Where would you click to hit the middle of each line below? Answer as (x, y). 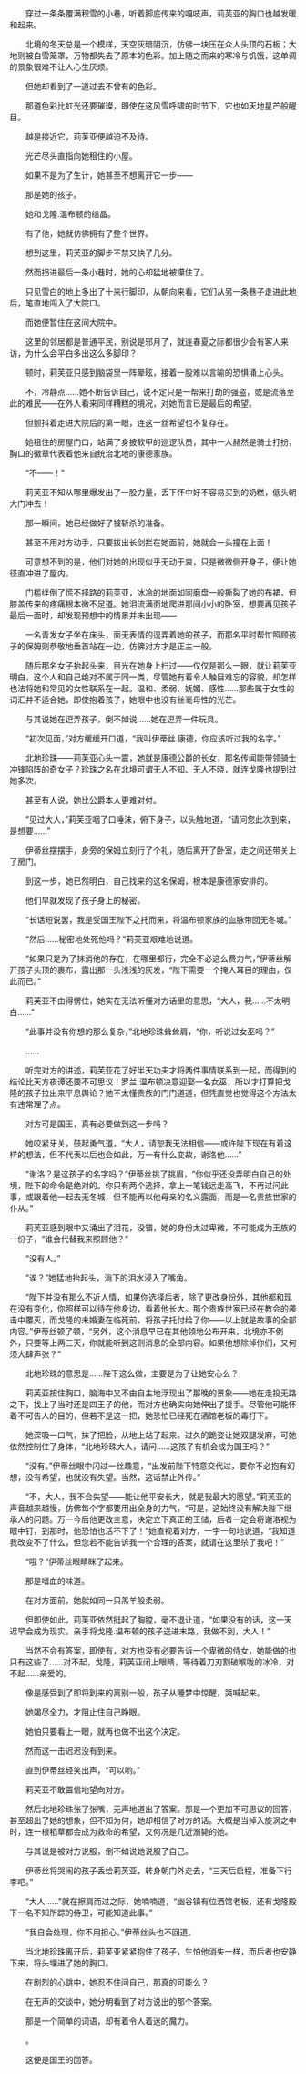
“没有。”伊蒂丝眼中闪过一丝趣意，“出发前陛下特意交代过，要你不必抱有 (156, 1466)
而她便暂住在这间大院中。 (73, 322)
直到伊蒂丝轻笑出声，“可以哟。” (83, 1770)
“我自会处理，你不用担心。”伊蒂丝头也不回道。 (111, 1932)
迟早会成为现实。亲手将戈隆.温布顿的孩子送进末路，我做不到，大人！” (140, 1631)
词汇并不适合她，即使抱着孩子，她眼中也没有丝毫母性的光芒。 (125, 700)
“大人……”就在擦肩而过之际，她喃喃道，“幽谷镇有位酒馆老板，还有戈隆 (157, 1901)
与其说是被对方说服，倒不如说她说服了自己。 (109, 1851)
